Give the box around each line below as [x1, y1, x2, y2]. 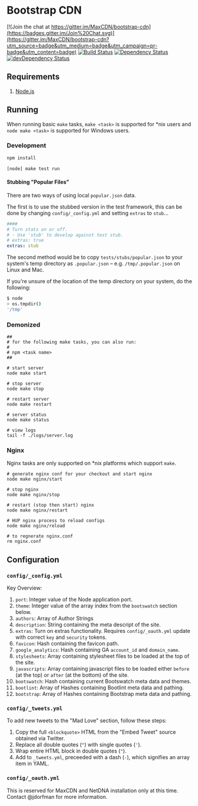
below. [15, 609, 32, 616]
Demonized [7, 321, 41, 329]
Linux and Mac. [7, 266, 44, 273]
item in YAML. [15, 760, 50, 767]
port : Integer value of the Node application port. [15, 596, 132, 603]
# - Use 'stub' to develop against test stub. [7, 232, 124, 238]
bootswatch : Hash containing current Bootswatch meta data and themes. [15, 678, 191, 685]
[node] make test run [7, 165, 60, 172]
